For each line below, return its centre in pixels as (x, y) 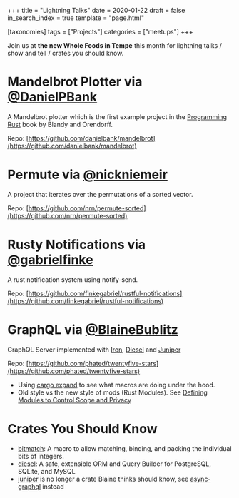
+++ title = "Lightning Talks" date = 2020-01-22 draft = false (96, 10)
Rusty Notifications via (77, 245)
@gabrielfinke (51, 260)
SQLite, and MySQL (47, 471)
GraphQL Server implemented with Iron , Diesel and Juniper (94, 350)
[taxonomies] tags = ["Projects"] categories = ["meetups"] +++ (101, 32)
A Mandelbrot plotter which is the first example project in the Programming (117, 116)
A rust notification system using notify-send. (73, 279)
